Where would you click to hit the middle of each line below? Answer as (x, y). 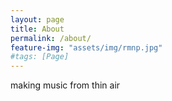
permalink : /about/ (51, 38)
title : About (37, 29)
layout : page (37, 19)
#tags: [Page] (40, 57)
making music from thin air (65, 85)
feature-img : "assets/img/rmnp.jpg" (86, 47)
